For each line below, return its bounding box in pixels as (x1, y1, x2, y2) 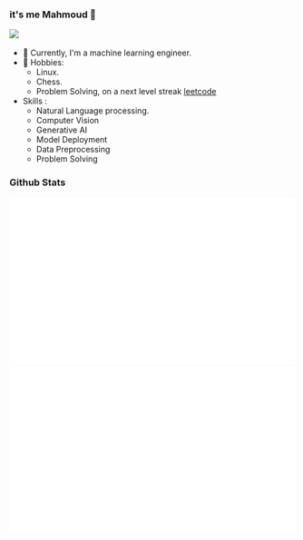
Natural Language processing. (35, 105, 150, 116)
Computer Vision (35, 115, 100, 126)
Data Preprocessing (35, 144, 111, 155)
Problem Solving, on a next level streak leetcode (35, 86, 217, 97)
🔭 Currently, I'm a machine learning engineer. (22, 47, 192, 58)
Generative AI (35, 124, 88, 135)
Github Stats (9, 176, 66, 189)
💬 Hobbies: (22, 57, 64, 68)
